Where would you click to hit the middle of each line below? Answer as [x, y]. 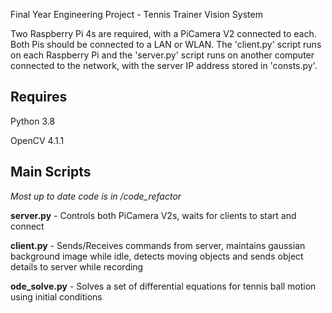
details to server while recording [77, 266]
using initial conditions [56, 296]
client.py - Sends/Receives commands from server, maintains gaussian [158, 245]
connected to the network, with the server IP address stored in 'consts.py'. [164, 65]
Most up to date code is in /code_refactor [96, 196]
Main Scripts [51, 172]
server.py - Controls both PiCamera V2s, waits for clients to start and [153, 215]
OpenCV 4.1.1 [37, 140]
